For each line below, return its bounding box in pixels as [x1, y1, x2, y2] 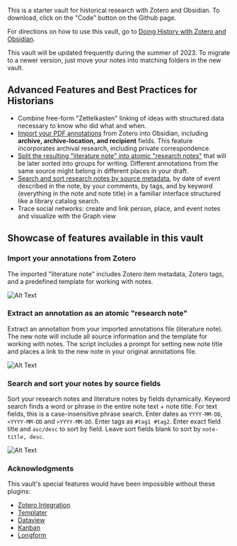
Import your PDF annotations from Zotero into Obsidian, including [17, 129, 209, 137]
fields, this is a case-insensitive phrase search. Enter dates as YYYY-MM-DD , [7, 410, 223, 419]
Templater [17, 508, 47, 517]
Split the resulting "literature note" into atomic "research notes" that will [17, 152, 226, 160]
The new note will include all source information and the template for [7, 332, 207, 341]
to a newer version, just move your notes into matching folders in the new [7, 56, 221, 64]
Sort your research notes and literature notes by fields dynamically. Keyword [7, 394, 231, 403]
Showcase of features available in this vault [7, 232, 204, 244]
